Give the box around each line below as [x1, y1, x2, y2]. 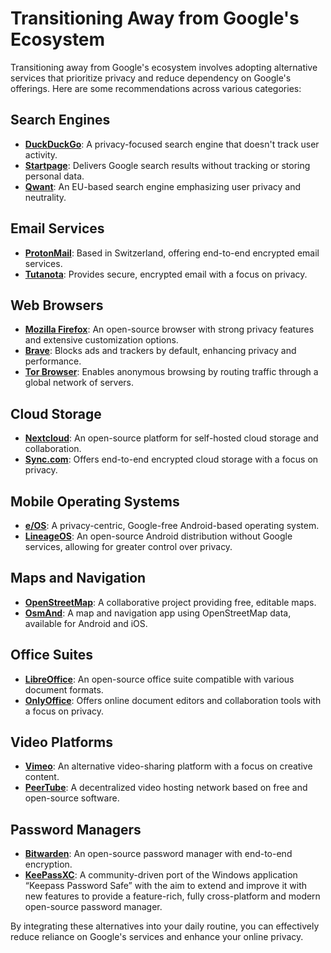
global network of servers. [24, 377, 134, 389]
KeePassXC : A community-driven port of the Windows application [24, 869, 298, 881]
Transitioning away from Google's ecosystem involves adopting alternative [10, 61, 318, 73]
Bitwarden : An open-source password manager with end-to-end [24, 848, 293, 860]
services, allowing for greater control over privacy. [24, 541, 233, 552]
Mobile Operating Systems [10, 493, 180, 510]
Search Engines [10, 112, 111, 129]
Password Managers [10, 821, 142, 838]
